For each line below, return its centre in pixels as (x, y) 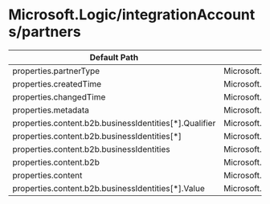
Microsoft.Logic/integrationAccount (132, 15)
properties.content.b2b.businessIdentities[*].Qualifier (114, 123)
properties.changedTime (59, 96)
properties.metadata (51, 110)
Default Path (114, 57)
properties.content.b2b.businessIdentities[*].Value (108, 188)
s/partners (45, 32)
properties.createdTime (57, 84)
